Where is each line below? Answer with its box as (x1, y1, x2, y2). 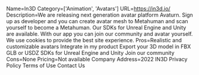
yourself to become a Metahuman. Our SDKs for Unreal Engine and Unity (6, 24, 186, 31)
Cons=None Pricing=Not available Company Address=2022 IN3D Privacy (6, 56, 188, 62)
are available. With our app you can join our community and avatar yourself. (6, 30, 193, 37)
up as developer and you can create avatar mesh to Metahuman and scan (6, 18, 189, 24)
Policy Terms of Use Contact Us (6, 62, 85, 69)
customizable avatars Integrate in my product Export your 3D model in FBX (6, 43, 191, 50)
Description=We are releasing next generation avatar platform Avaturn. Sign (6, 11, 194, 18)
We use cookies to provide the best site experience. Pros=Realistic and (6, 37, 182, 43)
